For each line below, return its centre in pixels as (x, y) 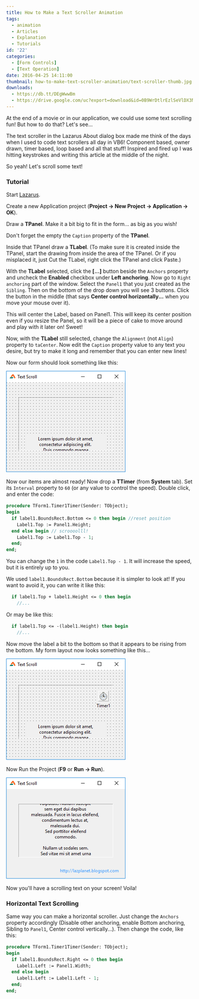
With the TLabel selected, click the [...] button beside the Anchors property (97, 271)
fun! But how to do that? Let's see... (49, 124)
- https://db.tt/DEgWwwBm (44, 94)
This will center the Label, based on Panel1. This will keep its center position (99, 315)
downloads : (20, 88)
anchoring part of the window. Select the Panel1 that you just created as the (98, 284)
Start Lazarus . (23, 195)
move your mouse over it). (38, 303)
